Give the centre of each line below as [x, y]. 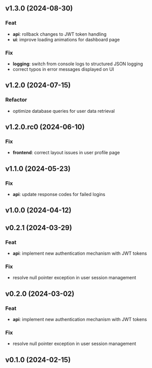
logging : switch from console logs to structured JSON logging [78, 64]
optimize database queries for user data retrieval [64, 111]
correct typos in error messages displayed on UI [63, 69]
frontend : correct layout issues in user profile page [66, 153]
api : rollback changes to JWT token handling [59, 34]
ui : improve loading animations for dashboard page [66, 39]
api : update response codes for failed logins [59, 194]
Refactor [16, 100]
